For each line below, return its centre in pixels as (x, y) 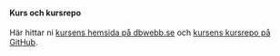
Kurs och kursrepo (45, 13)
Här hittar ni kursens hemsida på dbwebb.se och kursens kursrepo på (140, 33)
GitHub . (24, 42)
